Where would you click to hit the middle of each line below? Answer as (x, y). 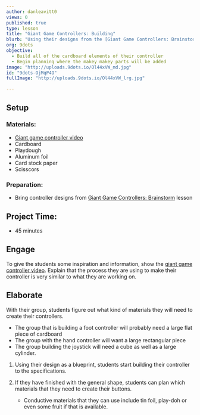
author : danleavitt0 (32, 12)
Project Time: (32, 216)
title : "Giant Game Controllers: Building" (61, 34)
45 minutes (29, 231)
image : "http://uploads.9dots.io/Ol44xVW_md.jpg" (69, 67)
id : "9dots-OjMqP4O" (32, 73)
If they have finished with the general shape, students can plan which (100, 382)
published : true (26, 23)
